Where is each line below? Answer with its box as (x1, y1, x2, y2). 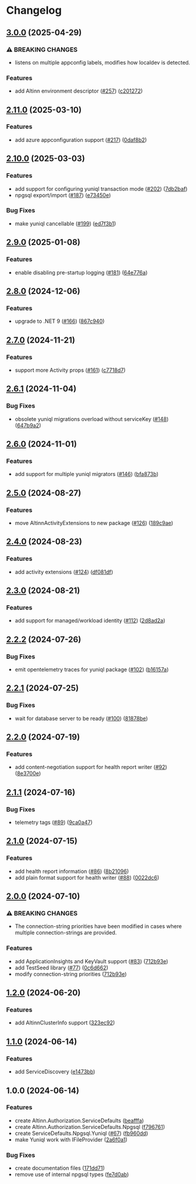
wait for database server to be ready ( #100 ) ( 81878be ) (14, 715, 148, 722)
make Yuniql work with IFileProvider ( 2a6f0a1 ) (14, 1136, 128, 1143)
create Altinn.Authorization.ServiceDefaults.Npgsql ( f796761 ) (14, 1123, 166, 1130)
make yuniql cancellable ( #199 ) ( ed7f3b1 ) (14, 219, 116, 227)
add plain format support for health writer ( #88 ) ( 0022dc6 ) (14, 874, 160, 881)
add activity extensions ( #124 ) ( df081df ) (14, 568, 113, 575)
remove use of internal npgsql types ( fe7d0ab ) (14, 1171, 129, 1178)
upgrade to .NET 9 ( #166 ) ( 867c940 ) (14, 318, 105, 325)
